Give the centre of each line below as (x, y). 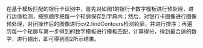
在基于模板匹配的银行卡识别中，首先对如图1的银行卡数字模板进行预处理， (97, 9)
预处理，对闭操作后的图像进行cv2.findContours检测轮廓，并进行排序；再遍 (99, 24)
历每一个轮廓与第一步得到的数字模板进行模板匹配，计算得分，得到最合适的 (99, 31)
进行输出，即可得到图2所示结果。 (58, 39)
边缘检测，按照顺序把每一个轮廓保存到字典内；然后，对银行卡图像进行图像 (104, 16)
